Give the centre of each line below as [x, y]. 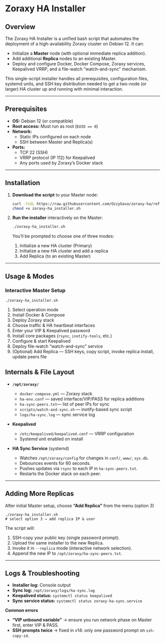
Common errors [22, 611]
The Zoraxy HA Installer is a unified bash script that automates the [72, 38]
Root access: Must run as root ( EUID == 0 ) [55, 126]
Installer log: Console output [41, 585]
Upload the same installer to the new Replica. [58, 543]
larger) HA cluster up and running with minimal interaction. [64, 89]
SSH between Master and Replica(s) [56, 142]
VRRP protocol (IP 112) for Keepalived [57, 158]
